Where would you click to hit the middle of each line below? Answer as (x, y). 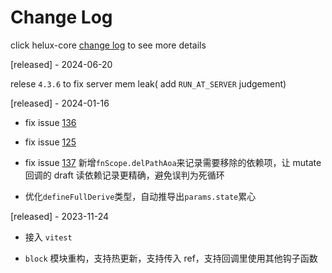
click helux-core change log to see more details (108, 45)
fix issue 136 (50, 122)
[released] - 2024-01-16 (60, 103)
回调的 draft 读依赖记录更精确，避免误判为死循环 (124, 175)
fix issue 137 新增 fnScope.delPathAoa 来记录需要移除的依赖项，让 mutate (173, 162)
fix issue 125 (50, 142)
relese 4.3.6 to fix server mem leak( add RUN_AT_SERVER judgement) (148, 83)
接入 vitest (48, 237)
